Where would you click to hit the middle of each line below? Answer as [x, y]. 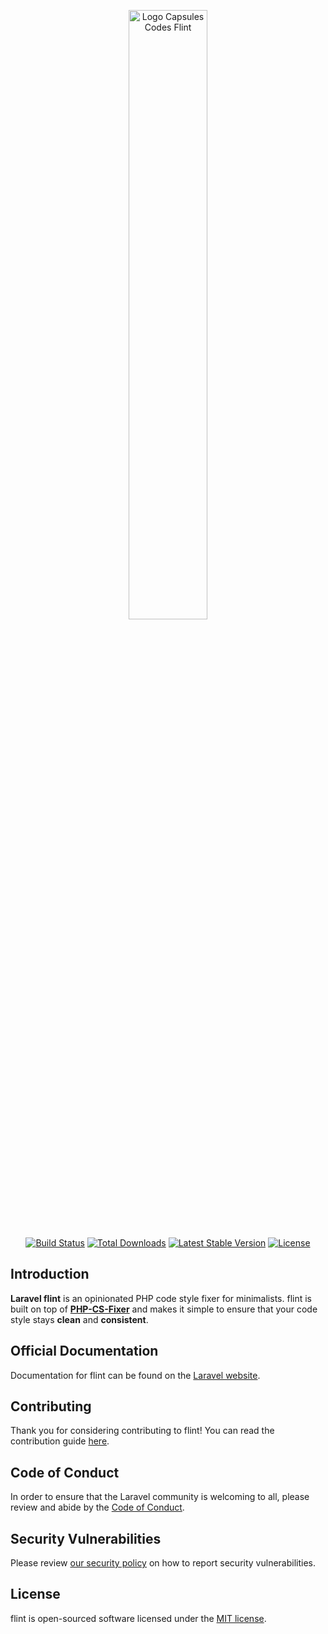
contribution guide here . [60, 1441]
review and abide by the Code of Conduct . [97, 1507]
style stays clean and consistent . [79, 1319]
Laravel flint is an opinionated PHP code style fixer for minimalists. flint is [161, 1298]
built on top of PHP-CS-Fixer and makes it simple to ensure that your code [164, 1309]
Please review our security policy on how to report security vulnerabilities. [163, 1563]
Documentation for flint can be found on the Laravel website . [135, 1375]
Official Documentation [84, 1351]
